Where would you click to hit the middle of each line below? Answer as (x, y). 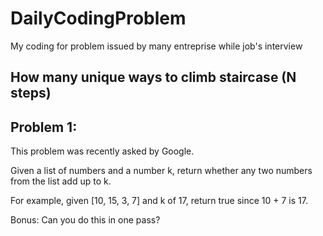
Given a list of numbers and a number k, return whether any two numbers (161, 171)
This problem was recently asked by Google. (102, 151)
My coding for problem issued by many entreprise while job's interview (156, 46)
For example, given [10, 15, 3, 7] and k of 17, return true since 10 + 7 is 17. (159, 201)
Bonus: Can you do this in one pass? (85, 220)
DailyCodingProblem (98, 18)
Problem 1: (44, 127)
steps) (31, 93)
